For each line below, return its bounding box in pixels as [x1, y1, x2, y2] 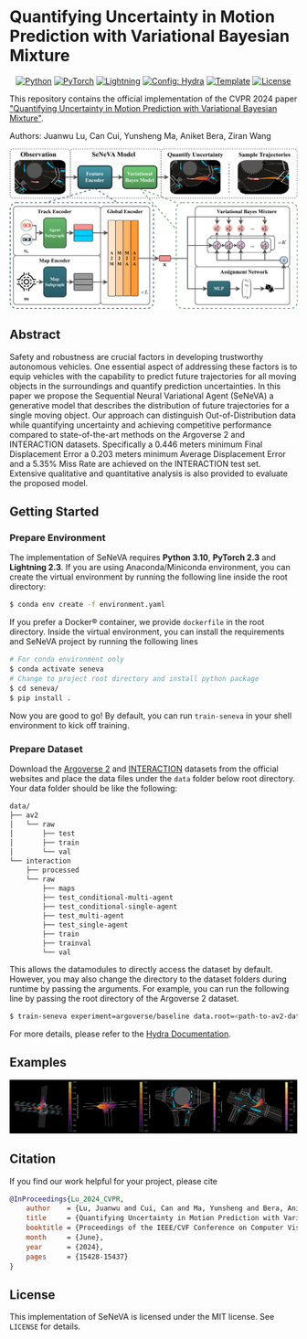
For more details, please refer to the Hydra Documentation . [9, 1028, 231, 1039]
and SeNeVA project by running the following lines [9, 636, 198, 647]
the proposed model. [9, 477, 89, 488]
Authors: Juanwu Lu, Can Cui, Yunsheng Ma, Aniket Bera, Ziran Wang [9, 130, 271, 141]
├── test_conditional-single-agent [42, 902, 178, 911]
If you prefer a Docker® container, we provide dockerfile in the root [9, 617, 265, 628]
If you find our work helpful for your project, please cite [9, 1175, 217, 1186]
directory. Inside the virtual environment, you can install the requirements [9, 626, 285, 637]
